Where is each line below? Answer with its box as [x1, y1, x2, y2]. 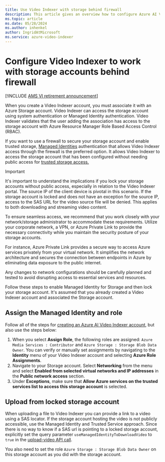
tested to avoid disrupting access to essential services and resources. [5, 274, 147, 280]
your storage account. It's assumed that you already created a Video [5, 289, 144, 295]
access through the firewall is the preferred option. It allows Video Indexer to [5, 148, 160, 154]
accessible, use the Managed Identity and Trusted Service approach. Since [5, 421, 157, 427]
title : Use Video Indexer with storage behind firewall [5, 7, 122, 12]
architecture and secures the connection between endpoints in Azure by [5, 254, 152, 260]
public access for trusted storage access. [5, 159, 89, 165]
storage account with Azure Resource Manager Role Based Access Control [5, 123, 157, 129]
